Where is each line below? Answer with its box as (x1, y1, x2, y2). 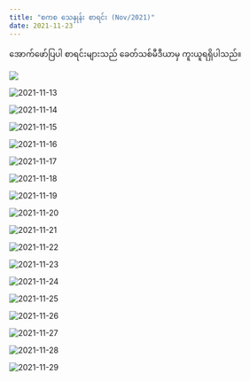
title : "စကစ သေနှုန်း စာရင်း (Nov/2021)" (9, 12, 155, 22)
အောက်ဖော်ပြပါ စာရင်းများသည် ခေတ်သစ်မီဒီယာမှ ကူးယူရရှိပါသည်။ (9, 48, 242, 58)
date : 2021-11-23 (9, 21, 74, 30)
